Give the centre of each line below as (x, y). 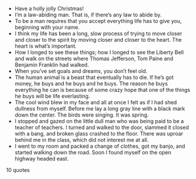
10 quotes (18, 170)
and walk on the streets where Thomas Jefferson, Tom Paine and (94, 59)
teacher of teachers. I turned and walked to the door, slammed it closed (102, 127)
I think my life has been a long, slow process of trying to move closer (98, 34)
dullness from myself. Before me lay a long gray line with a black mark (100, 109)
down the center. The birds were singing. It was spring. (81, 115)
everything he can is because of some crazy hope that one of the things (102, 90)
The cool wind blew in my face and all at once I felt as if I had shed (96, 102)
